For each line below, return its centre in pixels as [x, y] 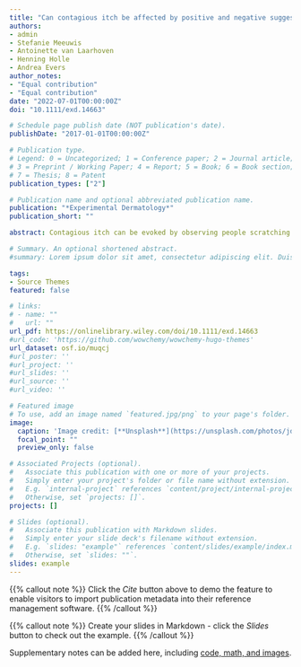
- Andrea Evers [38, 68]
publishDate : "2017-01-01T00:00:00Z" [80, 134]
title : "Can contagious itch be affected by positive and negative [138, 18]
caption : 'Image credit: [64, 431]
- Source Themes [39, 282]
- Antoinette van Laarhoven [62, 51]
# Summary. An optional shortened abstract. [94, 249]
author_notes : [36, 76]
